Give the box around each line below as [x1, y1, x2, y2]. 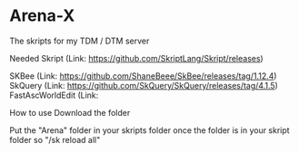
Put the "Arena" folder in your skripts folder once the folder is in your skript [9, 124, 290, 136]
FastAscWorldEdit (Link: [9, 90, 99, 100]
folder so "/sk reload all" [9, 134, 101, 145]
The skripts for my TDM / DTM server [9, 35, 150, 46]
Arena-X [9, 5, 75, 26]
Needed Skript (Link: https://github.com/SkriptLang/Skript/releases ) [9, 53, 264, 63]
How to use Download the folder [9, 107, 131, 118]
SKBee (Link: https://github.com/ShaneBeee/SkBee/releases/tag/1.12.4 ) [9, 70, 277, 81]
